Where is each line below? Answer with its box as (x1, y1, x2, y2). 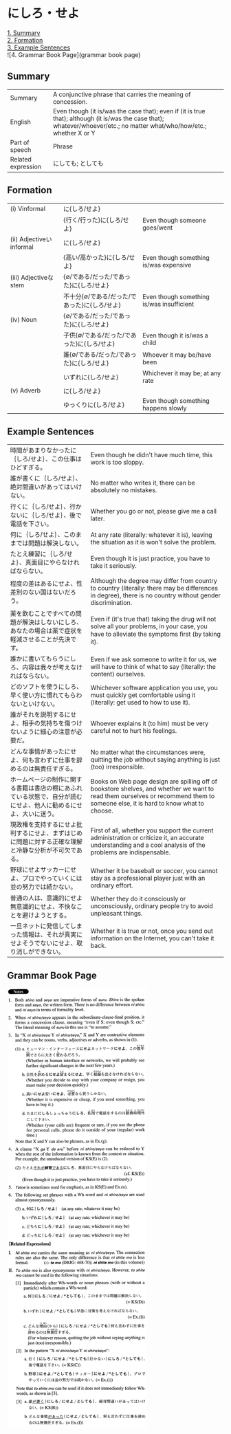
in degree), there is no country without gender (90, 591, 221, 599)
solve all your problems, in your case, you (90, 622, 208, 630)
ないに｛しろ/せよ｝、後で (10, 511, 82, 519)
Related (10, 155, 32, 164)
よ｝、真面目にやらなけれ (10, 558, 80, 566)
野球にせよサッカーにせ (10, 865, 77, 874)
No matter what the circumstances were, (90, 748, 206, 756)
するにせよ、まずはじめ (16, 829, 82, 837)
